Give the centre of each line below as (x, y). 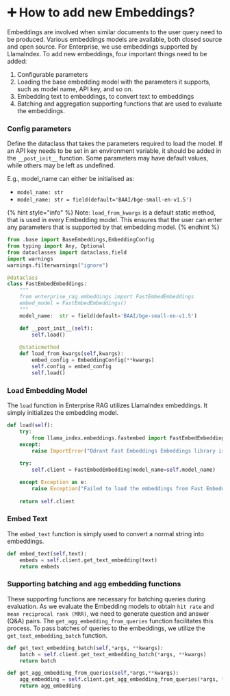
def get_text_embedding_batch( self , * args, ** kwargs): (86, 648)
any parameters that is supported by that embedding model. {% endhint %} (114, 227)
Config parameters (39, 128)
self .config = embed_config (72, 366)
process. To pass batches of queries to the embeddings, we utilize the (106, 628)
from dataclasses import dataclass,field (67, 252)
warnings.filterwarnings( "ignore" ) (58, 265)
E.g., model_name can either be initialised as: (71, 179)
